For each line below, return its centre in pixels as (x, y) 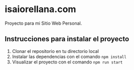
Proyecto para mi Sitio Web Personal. (43, 23)
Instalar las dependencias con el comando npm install (69, 56)
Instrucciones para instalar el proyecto (67, 39)
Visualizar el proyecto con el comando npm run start (67, 62)
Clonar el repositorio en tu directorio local (55, 51)
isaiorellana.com (40, 9)
